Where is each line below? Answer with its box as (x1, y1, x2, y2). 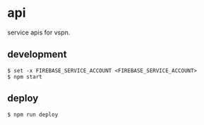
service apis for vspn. (7, 28, 71, 37)
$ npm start (7, 73, 42, 80)
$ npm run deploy (7, 111, 59, 118)
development (7, 48, 67, 60)
